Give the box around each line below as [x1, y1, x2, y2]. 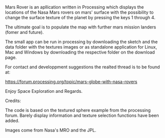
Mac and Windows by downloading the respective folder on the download [5, 49, 155, 55]
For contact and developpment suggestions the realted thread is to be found [5, 64, 160, 70]
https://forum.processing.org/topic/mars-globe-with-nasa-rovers [5, 79, 137, 84]
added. [5, 118, 20, 123]
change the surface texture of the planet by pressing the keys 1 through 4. [5, 15, 156, 20]
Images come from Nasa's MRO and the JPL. [5, 127, 97, 133]
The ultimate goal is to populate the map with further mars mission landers [5, 24, 156, 30]
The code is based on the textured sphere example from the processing [5, 108, 151, 113]
